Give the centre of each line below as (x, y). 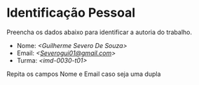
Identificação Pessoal (71, 13)
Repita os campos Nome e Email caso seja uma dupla (84, 74)
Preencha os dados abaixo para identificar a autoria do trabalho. (99, 32)
